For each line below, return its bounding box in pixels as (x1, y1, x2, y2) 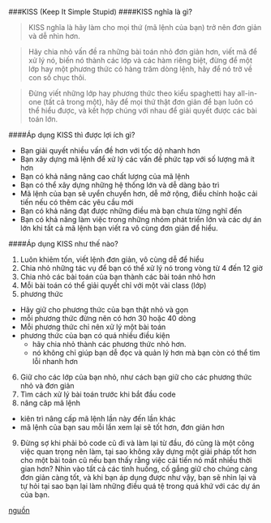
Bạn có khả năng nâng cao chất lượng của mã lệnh (19, 172, 190, 181)
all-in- (237, 88, 258, 98)
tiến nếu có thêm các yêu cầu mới (19, 198, 134, 207)
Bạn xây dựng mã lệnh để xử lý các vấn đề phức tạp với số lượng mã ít (19, 154, 256, 164)
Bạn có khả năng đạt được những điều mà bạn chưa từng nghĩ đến (19, 206, 242, 216)
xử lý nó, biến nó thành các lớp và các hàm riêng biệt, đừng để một (28, 56, 253, 65)
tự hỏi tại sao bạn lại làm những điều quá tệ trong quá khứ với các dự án (19, 482, 260, 491)
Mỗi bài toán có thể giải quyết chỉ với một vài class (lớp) (19, 281, 207, 290)
